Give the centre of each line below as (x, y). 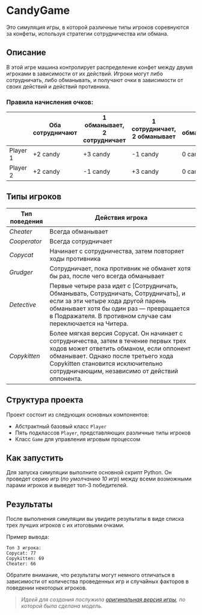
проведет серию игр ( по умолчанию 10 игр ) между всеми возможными (99, 479)
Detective (23, 304)
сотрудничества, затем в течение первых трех (118, 340)
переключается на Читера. (89, 323)
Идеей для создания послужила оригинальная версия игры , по (103, 600)
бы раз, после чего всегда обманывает (107, 276)
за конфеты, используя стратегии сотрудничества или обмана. (87, 33)
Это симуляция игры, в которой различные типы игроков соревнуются (98, 27)
